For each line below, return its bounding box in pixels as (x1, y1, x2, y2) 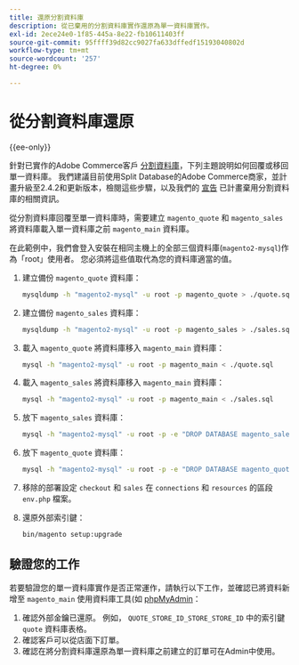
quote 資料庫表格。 (21, 623, 92, 634)
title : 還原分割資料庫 (9, 12, 85, 22)
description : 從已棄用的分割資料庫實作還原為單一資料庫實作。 (9, 21, 214, 30)
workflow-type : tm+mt (9, 46, 90, 55)
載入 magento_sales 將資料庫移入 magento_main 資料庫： (21, 377, 225, 388)
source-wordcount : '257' (9, 54, 101, 63)
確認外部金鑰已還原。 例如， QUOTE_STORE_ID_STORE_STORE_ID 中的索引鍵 (21, 612, 286, 623)
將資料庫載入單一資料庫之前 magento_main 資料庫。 (9, 223, 194, 234)
